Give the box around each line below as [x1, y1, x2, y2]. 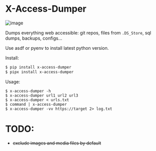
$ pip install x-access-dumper [5, 65, 72, 70]
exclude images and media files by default [12, 140, 102, 146]
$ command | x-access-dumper [5, 102, 67, 107]
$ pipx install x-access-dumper [5, 69, 74, 74]
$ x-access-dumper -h [5, 88, 51, 94]
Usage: [5, 78, 20, 84]
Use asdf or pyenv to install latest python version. [5, 45, 109, 51]
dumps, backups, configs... [5, 35, 63, 41]
